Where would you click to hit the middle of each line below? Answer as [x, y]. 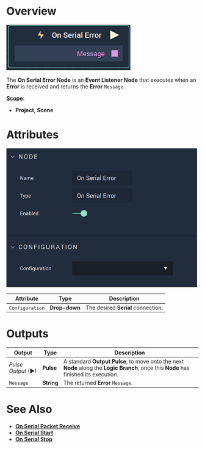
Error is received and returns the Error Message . [66, 86]
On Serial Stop [34, 439]
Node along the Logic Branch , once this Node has [127, 368]
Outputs [27, 334]
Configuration [27, 308]
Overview [31, 11]
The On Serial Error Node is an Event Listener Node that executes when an [101, 80]
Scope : [16, 98]
